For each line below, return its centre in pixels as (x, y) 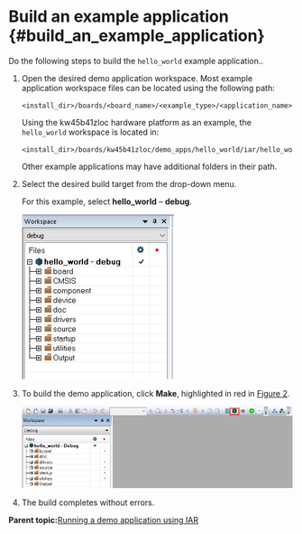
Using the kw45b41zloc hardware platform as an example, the (136, 122)
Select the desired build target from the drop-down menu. (129, 183)
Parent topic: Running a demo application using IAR (104, 520)
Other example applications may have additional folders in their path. (149, 166)
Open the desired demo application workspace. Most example (137, 78)
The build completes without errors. (88, 502)
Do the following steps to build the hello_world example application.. (136, 61)
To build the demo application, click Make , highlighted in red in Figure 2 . (156, 393)
